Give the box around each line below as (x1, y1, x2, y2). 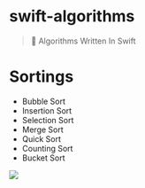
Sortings (9, 67, 74, 87)
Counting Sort (21, 143, 73, 153)
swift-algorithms (9, 6, 135, 27)
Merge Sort (21, 124, 64, 135)
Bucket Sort (21, 153, 65, 163)
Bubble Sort (21, 96, 66, 106)
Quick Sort (21, 133, 62, 144)
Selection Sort (21, 114, 74, 125)
